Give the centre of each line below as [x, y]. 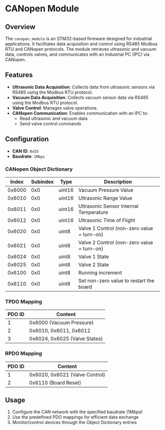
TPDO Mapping [24, 301]
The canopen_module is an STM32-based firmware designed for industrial [79, 38]
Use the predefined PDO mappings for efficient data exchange [75, 417]
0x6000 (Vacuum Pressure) [62, 322]
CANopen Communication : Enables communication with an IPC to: [80, 113]
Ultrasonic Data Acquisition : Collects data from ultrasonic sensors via [83, 87]
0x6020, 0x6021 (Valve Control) [67, 374]
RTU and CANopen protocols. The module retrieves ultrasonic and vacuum [81, 49]
